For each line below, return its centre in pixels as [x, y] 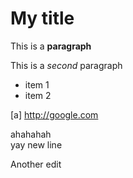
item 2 [38, 95]
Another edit [36, 164]
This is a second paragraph [66, 65]
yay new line [36, 144]
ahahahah [31, 134]
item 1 [37, 84]
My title [42, 18]
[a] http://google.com [54, 114]
